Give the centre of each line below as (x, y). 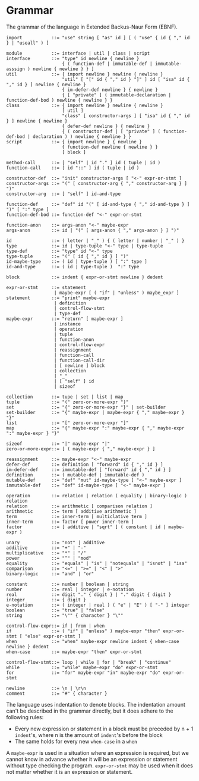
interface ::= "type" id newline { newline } (73, 58)
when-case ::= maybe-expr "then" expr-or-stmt (74, 652)
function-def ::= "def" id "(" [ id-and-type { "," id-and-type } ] (98, 204)
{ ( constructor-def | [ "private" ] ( (111, 131)
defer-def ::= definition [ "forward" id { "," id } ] (85, 465)
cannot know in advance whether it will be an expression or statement (92, 759)
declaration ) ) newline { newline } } (82, 137)
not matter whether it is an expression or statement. (69, 771)
